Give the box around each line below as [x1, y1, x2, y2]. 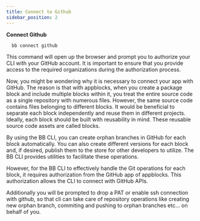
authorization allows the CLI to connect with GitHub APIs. [6, 177, 149, 184]
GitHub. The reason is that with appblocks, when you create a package [6, 83, 183, 91]
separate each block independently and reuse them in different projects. [6, 109, 186, 117]
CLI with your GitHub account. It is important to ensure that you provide [6, 59, 184, 67]
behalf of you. [6, 208, 41, 215]
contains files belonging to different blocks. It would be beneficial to [6, 103, 175, 110]
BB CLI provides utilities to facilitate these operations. [6, 153, 139, 160]
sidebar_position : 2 [6, 14, 58, 20]
